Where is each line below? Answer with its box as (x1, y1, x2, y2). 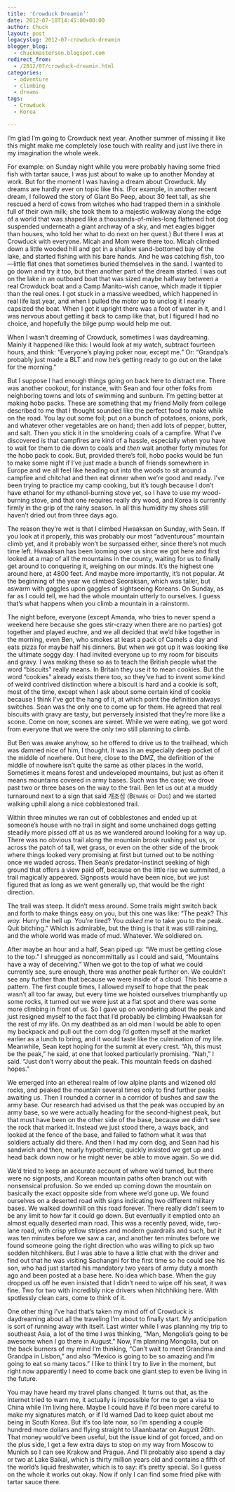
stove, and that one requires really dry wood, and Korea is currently (31, 496, 227, 504)
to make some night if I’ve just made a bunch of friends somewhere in (7, 458, 209, 467)
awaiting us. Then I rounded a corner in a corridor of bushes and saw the (7, 1093, 219, 1101)
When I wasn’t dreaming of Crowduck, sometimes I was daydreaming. (7, 333, 210, 341)
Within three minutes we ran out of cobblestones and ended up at (7, 813, 197, 821)
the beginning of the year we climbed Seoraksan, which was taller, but (7, 577, 210, 585)
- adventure (13, 75, 49, 83)
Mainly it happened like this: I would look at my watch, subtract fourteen (7, 340, 215, 349)
